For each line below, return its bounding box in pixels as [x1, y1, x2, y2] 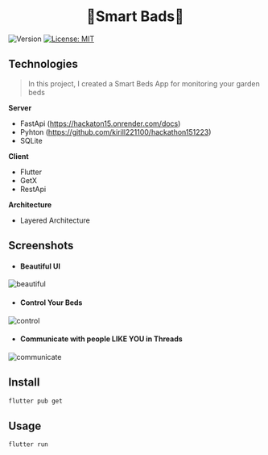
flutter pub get [8, 397, 63, 405]
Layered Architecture [19, 215, 90, 225]
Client [8, 151, 30, 161]
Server [8, 102, 32, 112]
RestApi [19, 184, 47, 194]
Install [8, 375, 40, 390]
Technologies [8, 57, 79, 71]
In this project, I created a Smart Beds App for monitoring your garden [27, 78, 260, 88]
